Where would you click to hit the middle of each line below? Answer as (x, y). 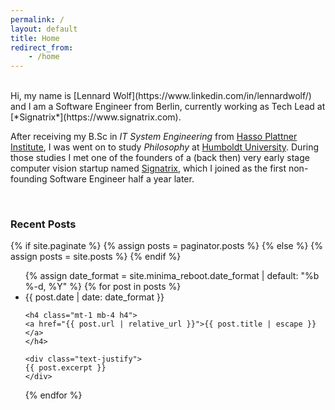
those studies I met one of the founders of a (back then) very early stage (160, 158)
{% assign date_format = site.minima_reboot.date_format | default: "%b (172, 276)
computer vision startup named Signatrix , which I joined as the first (148, 168)
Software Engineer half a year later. (122, 179)
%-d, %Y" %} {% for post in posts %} (103, 287)
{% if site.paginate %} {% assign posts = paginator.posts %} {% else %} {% (167, 246)
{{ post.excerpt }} (65, 368)
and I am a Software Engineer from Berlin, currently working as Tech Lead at (168, 107)
